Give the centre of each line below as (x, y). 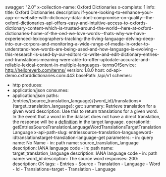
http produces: (28, 85)
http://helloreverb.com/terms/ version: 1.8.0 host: (55, 70)
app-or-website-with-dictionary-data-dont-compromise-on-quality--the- (80, 18)
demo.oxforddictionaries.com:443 (40, 75)
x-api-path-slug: (51, 132)
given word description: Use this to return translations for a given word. (85, 111)
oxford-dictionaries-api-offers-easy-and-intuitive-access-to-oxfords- (76, 23)
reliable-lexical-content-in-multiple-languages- (53, 65)
